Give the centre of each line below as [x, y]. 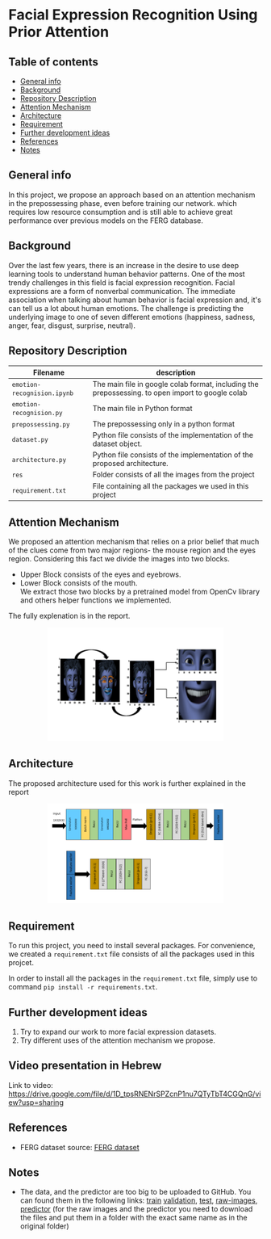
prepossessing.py [41, 424]
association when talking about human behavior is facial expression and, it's [135, 300]
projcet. [21, 963]
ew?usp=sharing [36, 1102]
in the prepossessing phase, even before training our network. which [123, 203]
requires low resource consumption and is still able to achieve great [121, 212]
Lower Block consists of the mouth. [79, 583]
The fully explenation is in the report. [69, 616]
